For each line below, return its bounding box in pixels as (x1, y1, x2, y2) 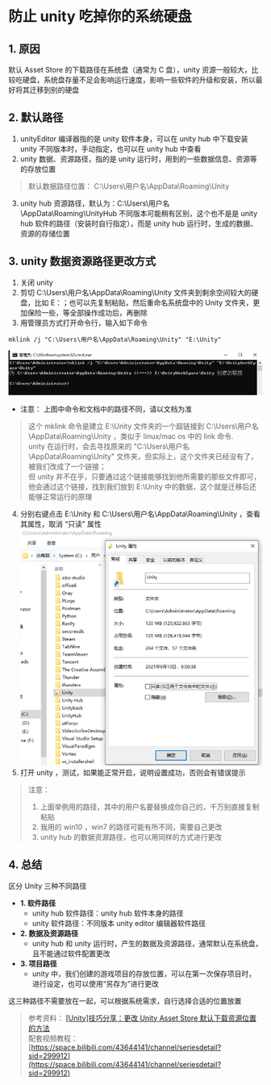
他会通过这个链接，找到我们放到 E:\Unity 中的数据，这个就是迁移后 (27, 482, 250, 491)
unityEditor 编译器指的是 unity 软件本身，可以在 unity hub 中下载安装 (19, 134, 248, 144)
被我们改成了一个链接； (27, 461, 106, 471)
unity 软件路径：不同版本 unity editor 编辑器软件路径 (31, 918, 206, 928)
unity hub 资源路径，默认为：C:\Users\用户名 (19, 198, 170, 208)
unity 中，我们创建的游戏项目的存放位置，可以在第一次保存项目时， (31, 969, 256, 979)
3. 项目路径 (19, 958, 58, 968)
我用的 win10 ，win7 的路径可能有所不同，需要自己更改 (40, 822, 223, 832)
